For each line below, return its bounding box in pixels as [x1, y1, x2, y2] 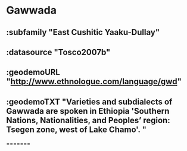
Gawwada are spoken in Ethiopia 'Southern [6, 106, 170, 116]
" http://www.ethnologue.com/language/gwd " [6, 76, 182, 86]
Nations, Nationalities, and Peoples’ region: [6, 115, 171, 125]
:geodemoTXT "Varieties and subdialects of [6, 97, 173, 107]
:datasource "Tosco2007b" [6, 47, 111, 57]
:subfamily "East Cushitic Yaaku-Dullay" [6, 27, 160, 37]
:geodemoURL [6, 68, 61, 78]
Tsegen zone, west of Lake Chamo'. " [6, 124, 147, 134]
